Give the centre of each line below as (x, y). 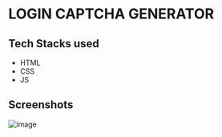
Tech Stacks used (54, 44)
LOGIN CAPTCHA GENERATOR (111, 14)
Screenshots (41, 105)
